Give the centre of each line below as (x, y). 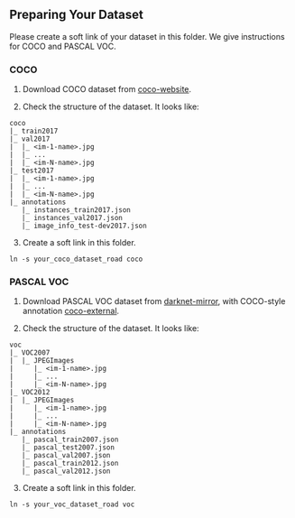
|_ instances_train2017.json (76, 210)
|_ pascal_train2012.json (70, 464)
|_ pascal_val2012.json (66, 472)
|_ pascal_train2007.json (70, 440)
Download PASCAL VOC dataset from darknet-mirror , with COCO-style (154, 301)
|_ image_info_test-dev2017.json (84, 226)
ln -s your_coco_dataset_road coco (76, 259)
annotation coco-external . (71, 311)
